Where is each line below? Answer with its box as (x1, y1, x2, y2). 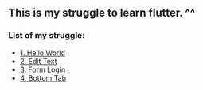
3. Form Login (19, 65, 66, 74)
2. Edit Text (19, 56, 57, 66)
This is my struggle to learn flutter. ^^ (8, 6, 196, 20)
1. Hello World (19, 47, 66, 58)
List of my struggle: (8, 30, 85, 41)
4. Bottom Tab (19, 73, 66, 82)
